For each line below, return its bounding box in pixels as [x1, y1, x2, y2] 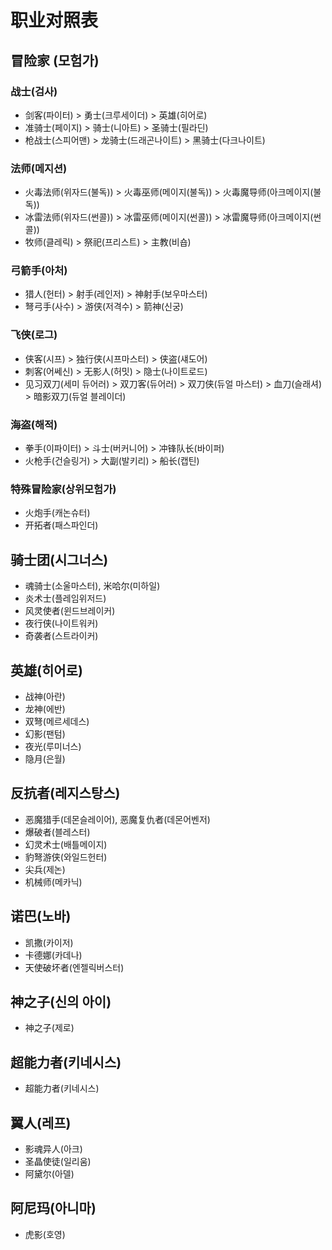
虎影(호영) [24, 1228, 66, 1240]
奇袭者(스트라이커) [24, 630, 99, 642]
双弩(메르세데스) [24, 715, 90, 727]
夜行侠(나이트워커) [24, 617, 99, 630]
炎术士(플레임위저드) [24, 592, 107, 605]
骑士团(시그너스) [10, 551, 109, 568]
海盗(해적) [10, 417, 58, 431]
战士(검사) [10, 84, 58, 98]
